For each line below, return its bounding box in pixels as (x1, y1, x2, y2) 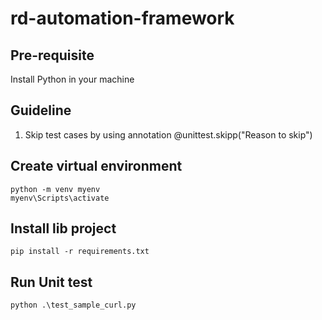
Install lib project (10, 220, 117, 237)
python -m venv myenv (10, 184, 101, 194)
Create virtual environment (10, 158, 183, 175)
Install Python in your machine (10, 73, 135, 85)
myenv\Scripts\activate (10, 193, 110, 203)
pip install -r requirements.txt (10, 247, 150, 257)
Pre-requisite (10, 47, 95, 64)
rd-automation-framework (10, 7, 235, 30)
